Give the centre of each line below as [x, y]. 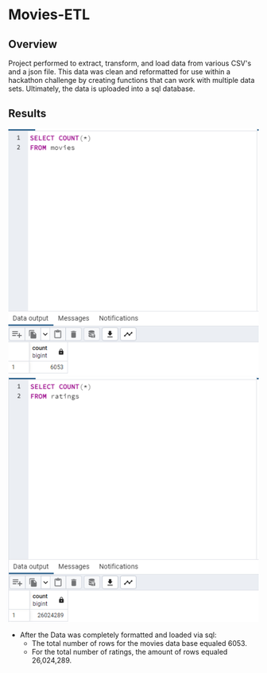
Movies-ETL [49, 15]
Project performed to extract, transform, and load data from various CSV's [130, 63]
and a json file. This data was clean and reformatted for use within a [119, 72]
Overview [33, 44]
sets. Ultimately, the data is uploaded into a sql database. [102, 89]
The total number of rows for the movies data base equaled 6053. [139, 643]
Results [27, 114]
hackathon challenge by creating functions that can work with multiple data [132, 80]
